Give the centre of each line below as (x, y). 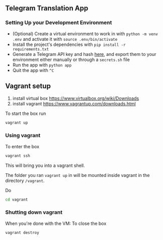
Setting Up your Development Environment (59, 23)
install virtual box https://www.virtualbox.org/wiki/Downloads (76, 98)
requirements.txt (31, 49)
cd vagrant (17, 199)
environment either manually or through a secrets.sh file (71, 59)
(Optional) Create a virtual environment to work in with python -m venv (85, 34)
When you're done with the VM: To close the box (56, 223)
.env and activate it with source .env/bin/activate (65, 39)
